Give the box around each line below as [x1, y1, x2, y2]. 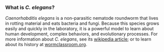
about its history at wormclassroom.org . [5, 42, 87, 48]
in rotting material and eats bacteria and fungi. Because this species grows [5, 20, 159, 26]
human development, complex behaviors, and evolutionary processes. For [5, 31, 158, 37]
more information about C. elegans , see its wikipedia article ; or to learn [5, 36, 151, 42]
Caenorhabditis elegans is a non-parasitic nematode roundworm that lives [5, 15, 158, 21]
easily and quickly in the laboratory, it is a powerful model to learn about [5, 26, 154, 32]
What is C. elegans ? [5, 4, 55, 11]
